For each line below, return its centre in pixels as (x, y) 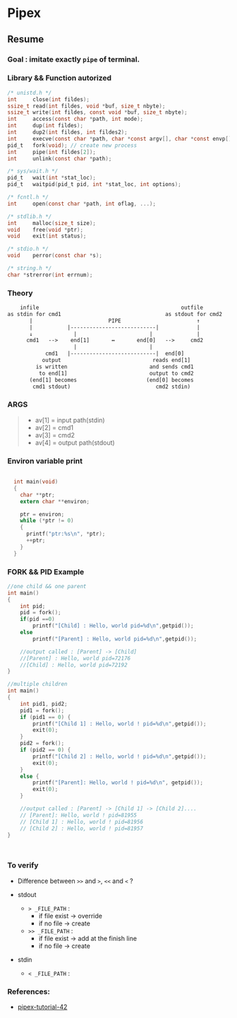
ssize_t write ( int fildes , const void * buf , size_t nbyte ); (98, 112)
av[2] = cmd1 (54, 427)
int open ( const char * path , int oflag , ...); (82, 204)
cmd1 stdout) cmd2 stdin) (112, 387)
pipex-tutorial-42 (42, 1007)
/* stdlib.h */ (30, 216)
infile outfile (111, 308)
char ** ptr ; (37, 495)
